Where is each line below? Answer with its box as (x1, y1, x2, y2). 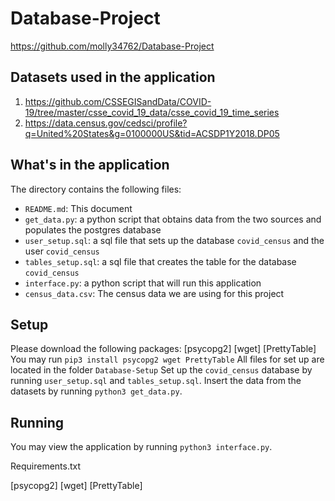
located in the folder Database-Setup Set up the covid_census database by (10, 364, 313, 376)
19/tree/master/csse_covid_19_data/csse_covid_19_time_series (24, 106, 280, 118)
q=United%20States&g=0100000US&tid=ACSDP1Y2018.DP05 (24, 127, 280, 139)
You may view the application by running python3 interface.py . (10, 441, 273, 453)
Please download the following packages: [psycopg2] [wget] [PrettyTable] (10, 343, 317, 355)
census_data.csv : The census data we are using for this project (24, 287, 285, 299)
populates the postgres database (24, 223, 162, 236)
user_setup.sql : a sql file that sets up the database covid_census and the (24, 234, 325, 246)
